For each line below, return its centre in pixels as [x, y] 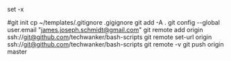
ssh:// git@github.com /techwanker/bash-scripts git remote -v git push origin [115, 44]
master [17, 51]
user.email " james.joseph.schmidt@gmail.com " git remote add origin [105, 30]
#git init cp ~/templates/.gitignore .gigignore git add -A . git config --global [114, 22]
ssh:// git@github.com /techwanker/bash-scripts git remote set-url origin [110, 37]
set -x [16, 9]
